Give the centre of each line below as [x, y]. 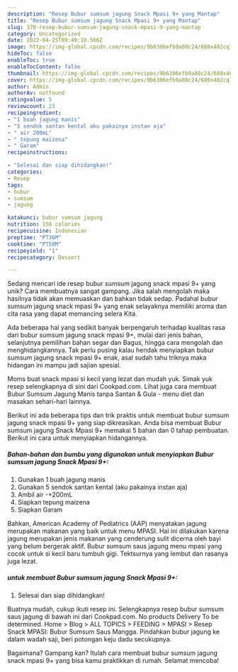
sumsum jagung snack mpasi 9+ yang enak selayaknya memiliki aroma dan [117, 307]
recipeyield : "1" [33, 250]
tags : [15, 185]
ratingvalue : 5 [30, 100]
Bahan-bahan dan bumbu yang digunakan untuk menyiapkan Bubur [110, 454]
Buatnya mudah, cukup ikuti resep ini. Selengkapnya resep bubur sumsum [116, 609]
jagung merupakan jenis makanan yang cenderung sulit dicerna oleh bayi [114, 539]
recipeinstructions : [38, 153]
